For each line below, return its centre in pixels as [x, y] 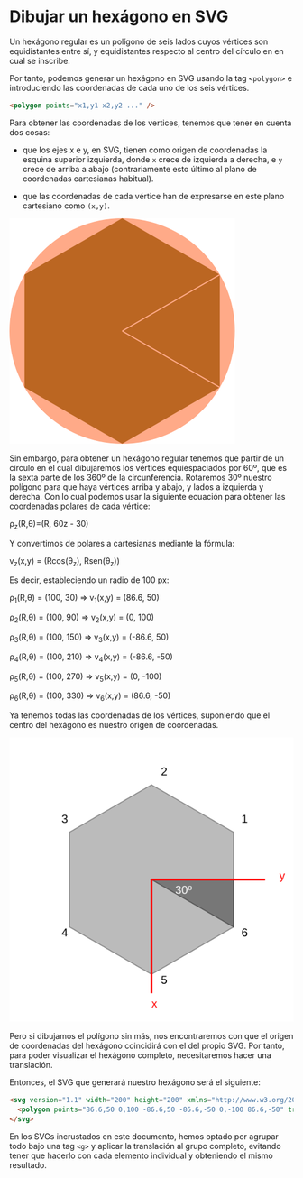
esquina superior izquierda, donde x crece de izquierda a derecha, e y [152, 159]
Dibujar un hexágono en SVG [119, 17]
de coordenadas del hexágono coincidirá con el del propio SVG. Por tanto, [147, 1046]
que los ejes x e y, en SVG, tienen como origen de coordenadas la [145, 150]
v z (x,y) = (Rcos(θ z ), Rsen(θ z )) [64, 561]
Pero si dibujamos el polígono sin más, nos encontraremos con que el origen [151, 1036]
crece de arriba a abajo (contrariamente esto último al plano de [139, 169]
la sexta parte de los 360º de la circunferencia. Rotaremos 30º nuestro [141, 477]
